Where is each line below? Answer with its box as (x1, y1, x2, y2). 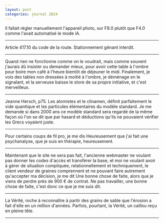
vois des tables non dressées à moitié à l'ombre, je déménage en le (5, 74, 141, 80)
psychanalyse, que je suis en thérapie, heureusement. (5, 138, 114, 144)
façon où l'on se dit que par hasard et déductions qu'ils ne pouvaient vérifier (5, 114, 159, 120)
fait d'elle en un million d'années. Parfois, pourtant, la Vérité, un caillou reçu (5, 203, 157, 208)
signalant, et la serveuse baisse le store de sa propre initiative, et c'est (5, 79, 146, 85)
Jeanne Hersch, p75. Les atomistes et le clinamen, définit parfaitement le (5, 98, 152, 104)
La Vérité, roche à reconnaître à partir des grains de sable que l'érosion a (5, 197, 152, 203)
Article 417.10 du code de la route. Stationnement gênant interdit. (5, 44, 135, 50)
